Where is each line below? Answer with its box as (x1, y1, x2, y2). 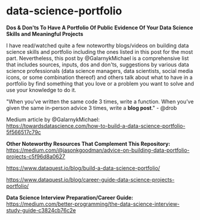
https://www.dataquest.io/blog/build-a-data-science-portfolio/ (6, 164, 160, 172)
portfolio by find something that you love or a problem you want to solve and (6, 80, 194, 87)
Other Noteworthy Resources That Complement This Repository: (6, 140, 171, 147)
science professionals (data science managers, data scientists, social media (6, 67, 193, 74)
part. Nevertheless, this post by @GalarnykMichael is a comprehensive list (6, 54, 189, 62)
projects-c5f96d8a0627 (6, 152, 66, 160)
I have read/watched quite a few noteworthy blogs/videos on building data (6, 42, 189, 49)
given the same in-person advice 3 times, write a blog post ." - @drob (6, 104, 177, 111)
